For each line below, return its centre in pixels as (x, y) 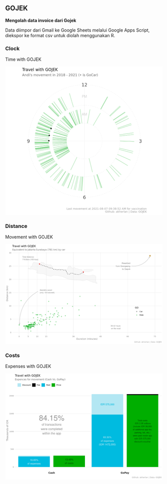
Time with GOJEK (23, 59)
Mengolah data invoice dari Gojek (41, 20)
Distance (16, 226)
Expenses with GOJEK (28, 366)
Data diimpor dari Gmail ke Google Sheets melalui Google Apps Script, (77, 30)
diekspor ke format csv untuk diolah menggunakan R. (60, 35)
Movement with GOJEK (29, 237)
